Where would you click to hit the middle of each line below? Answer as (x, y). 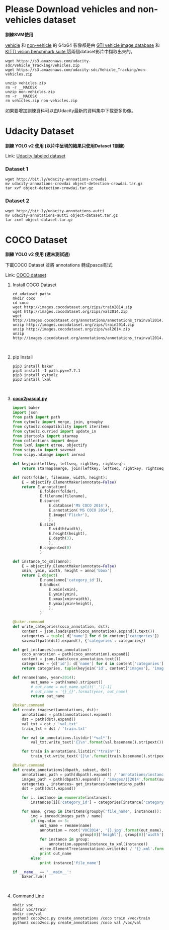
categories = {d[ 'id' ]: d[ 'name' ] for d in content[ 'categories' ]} (94, 664)
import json (25, 413)
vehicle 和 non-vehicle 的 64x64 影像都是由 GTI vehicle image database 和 (82, 45)
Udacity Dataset (40, 131)
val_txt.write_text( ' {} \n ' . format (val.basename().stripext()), (98, 742)
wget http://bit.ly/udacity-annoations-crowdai (56, 180)
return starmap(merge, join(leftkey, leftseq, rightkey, (83, 468)
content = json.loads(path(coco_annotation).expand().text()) (88, 631)
